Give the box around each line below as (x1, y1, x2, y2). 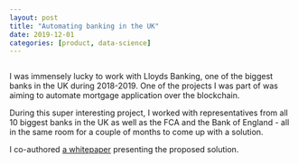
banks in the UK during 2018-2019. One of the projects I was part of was (9, 80, 278, 91)
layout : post (9, 13, 59, 23)
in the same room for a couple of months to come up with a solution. (9, 127, 264, 138)
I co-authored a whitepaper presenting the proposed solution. (9, 144, 239, 155)
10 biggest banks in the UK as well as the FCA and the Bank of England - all (9, 117, 290, 128)
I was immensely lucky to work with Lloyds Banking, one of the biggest (9, 71, 274, 82)
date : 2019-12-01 (9, 30, 75, 39)
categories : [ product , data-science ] (9, 38, 152, 48)
